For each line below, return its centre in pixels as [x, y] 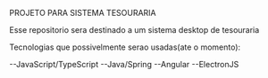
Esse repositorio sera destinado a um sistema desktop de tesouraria [134, 30]
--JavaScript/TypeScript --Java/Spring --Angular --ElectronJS [124, 64]
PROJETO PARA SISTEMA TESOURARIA [83, 13]
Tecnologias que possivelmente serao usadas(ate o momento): [125, 47]
